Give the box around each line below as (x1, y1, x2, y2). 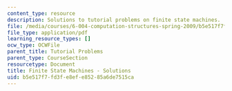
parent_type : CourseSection (7, 55, 88, 62)
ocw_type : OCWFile (7, 42, 60, 49)
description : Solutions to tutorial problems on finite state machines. (7, 16, 221, 23)
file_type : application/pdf (7, 29, 88, 36)
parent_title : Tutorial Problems (7, 49, 104, 55)
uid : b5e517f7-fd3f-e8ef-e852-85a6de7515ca (7, 73, 135, 81)
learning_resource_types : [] (7, 36, 91, 42)
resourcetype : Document (7, 61, 76, 68)
